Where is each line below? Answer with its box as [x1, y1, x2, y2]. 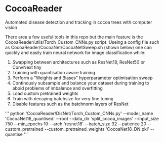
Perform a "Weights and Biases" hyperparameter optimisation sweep [12, 75, 153, 81]
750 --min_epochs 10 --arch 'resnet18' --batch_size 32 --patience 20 [5, 121, 147, 127]
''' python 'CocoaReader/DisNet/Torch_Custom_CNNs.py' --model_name [5, 110, 153, 116]
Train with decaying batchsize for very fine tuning [12, 95, 114, 101]
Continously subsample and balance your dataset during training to [12, 80, 150, 86]
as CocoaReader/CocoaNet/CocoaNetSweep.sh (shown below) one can [5, 44, 152, 50]
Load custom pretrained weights [12, 90, 79, 96]
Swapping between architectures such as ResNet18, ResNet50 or [12, 59, 145, 65]
